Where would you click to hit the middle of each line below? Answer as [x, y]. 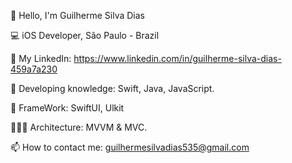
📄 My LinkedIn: [41, 58]
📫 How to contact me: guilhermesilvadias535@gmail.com [130, 147]
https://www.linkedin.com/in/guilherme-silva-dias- [177, 58]
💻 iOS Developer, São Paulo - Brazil [85, 35]
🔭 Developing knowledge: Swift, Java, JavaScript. [112, 88]
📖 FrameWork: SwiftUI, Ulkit [67, 108]
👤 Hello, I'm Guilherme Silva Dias [77, 15]
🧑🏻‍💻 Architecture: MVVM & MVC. [79, 127]
